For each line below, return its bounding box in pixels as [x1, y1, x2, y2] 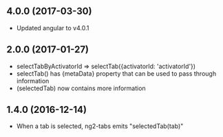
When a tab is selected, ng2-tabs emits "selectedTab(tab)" [16, 122, 184, 130]
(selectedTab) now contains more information [16, 84, 146, 92]
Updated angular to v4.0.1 [16, 23, 89, 32]
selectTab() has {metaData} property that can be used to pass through [16, 69, 217, 78]
